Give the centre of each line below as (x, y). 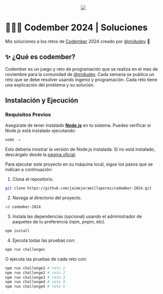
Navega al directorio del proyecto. (47, 198)
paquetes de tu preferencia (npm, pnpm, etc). (59, 222)
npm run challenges (25, 249)
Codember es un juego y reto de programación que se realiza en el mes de (81, 69)
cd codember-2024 (23, 207)
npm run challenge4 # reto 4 (35, 282)
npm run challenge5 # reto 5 (35, 287)
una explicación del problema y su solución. (50, 85)
